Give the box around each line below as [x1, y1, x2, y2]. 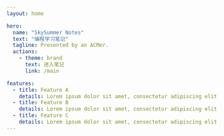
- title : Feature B [12, 99, 69, 106]
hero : [6, 22, 22, 30]
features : [6, 80, 35, 87]
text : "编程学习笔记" [12, 35, 68, 42]
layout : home [6, 10, 44, 17]
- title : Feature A [12, 86, 69, 93]
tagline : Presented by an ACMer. [12, 42, 109, 49]
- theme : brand [19, 55, 63, 62]
